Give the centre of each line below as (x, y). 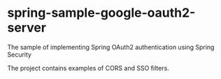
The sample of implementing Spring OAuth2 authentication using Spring (111, 47)
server (27, 28)
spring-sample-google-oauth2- (101, 13)
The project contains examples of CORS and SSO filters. (88, 68)
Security (19, 55)
